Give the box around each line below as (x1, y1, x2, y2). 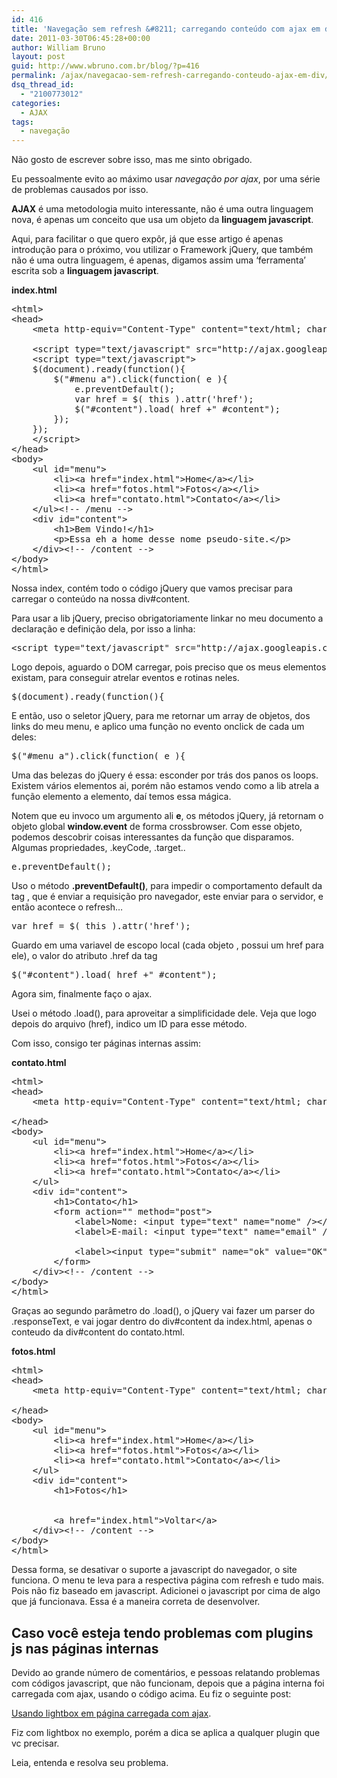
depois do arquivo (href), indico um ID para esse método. (11, 1018, 248, 1030)
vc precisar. (11, 1737, 60, 1749)
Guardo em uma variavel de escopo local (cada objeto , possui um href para (11, 939, 324, 951)
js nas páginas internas (11, 1640, 159, 1657)
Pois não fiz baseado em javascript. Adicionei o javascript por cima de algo (11, 1585, 321, 1597)
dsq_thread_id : (11, 80, 75, 90)
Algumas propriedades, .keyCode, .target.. (11, 842, 186, 854)
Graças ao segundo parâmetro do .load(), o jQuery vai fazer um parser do (11, 1305, 316, 1317)
